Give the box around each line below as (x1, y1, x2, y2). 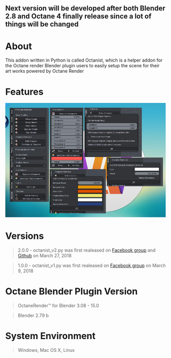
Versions (5, 230, 44, 242)
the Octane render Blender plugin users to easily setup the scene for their (5, 63, 160, 69)
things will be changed (5, 20, 79, 29)
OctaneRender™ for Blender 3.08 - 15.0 (17, 302, 99, 309)
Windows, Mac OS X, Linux (17, 347, 75, 353)
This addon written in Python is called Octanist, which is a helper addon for (5, 57, 163, 63)
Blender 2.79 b (17, 312, 49, 318)
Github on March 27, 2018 (17, 252, 72, 259)
